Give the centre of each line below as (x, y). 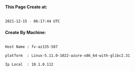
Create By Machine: (26, 32)
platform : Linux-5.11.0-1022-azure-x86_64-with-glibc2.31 (68, 56)
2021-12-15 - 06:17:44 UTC (33, 21)
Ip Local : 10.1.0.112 (29, 65)
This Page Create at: (26, 7)
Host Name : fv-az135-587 (31, 47)
